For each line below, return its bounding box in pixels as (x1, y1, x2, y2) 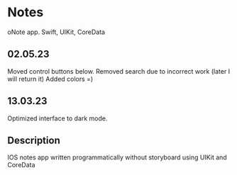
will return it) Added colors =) (7, 74, 94, 83)
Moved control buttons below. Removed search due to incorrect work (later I (7, 67, 231, 75)
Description (7, 134, 60, 146)
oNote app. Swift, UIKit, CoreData (7, 28, 105, 36)
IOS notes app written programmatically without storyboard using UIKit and (7, 153, 227, 162)
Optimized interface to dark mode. (7, 114, 108, 123)
